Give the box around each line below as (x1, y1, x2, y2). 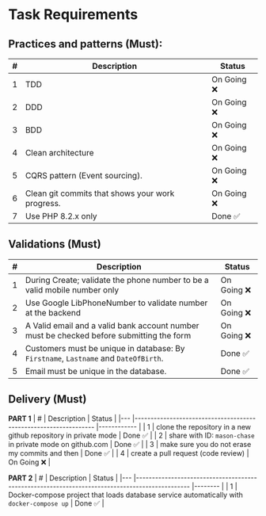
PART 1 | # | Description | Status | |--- (8, 414, 131, 423)
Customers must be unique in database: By (25, 342, 185, 354)
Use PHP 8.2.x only (25, 211, 97, 221)
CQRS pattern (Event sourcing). (25, 170, 142, 181)
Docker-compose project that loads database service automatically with (8, 490, 244, 499)
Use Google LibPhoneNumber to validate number (25, 297, 208, 308)
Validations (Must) (8, 238, 101, 251)
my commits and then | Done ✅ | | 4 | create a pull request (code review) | (8, 448, 249, 457)
